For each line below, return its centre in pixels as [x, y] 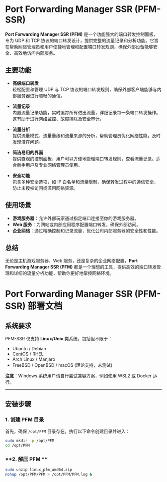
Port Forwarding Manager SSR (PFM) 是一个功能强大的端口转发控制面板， [82, 34]
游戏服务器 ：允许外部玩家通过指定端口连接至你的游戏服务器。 [76, 218]
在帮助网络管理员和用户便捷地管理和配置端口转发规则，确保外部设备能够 [79, 46]
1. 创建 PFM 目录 [25, 419]
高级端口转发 [25, 83]
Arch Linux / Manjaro [34, 359]
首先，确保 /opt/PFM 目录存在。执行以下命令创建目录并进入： [68, 431]
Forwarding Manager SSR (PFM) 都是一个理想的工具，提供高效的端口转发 [81, 267]
